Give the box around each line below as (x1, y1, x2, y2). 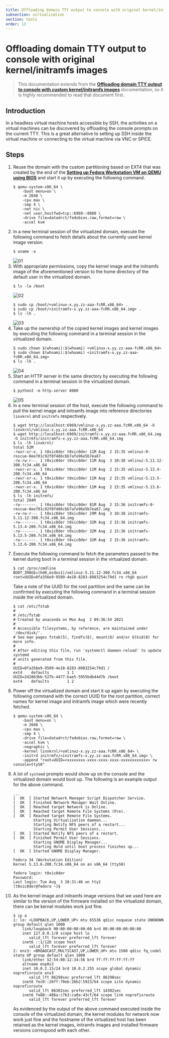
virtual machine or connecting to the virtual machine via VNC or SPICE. (6, 136, 152, 142)
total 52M (13, 444, 34, 450)
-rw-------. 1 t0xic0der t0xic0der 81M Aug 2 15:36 (13, 502, 126, 507)
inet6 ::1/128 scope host (22, 939, 77, 945)
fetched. (13, 703, 31, 709)
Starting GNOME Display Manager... (33, 839, 108, 845)
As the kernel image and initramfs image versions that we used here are (13, 892, 162, 898)
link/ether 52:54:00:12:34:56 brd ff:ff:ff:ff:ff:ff (22, 957, 135, 962)
